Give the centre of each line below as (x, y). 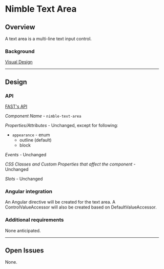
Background (20, 51)
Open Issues (24, 250)
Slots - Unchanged (24, 179)
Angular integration (29, 191)
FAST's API (16, 106)
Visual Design (19, 62)
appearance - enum (31, 135)
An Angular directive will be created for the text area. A (60, 202)
